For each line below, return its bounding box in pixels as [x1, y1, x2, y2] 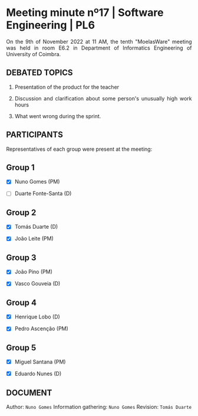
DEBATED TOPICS [6, 68, 73, 78]
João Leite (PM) [14, 235, 54, 242]
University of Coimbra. [6, 50, 61, 57]
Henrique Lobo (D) [14, 313, 60, 320]
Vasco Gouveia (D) [14, 280, 61, 287]
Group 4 [6, 297, 37, 307]
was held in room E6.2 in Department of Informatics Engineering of [6, 44, 192, 51]
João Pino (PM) [14, 268, 53, 275]
